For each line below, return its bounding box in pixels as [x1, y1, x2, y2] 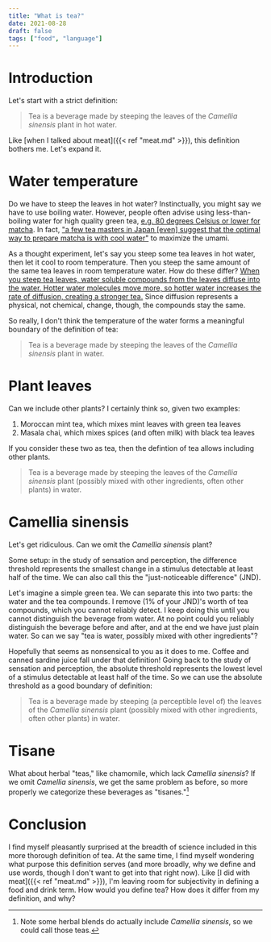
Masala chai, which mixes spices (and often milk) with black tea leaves [19, 428, 256, 438]
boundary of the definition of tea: [8, 324, 119, 335]
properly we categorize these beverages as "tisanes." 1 [8, 786, 190, 797]
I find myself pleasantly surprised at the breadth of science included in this [8, 842, 257, 852]
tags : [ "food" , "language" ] [8, 34, 103, 43]
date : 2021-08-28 [8, 19, 67, 27]
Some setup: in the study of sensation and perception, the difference [8, 556, 237, 565]
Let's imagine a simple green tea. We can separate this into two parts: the [8, 588, 253, 598]
